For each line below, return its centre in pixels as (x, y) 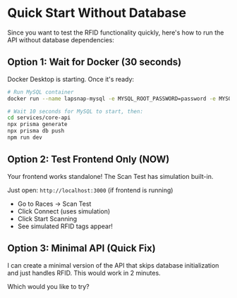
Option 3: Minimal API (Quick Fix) (82, 248)
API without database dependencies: (61, 39)
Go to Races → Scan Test (54, 204)
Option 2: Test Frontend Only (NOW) (89, 160)
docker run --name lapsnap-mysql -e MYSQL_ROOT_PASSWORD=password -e (112, 99)
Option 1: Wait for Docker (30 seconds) (95, 62)
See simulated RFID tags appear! (65, 226)
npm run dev (25, 137)
